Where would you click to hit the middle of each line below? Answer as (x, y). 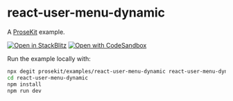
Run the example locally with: (49, 58)
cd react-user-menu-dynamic (48, 77)
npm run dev (24, 91)
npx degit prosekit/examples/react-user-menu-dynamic (87, 71)
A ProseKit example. (36, 32)
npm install (24, 84)
